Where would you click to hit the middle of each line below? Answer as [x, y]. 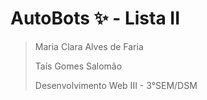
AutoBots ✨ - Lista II [95, 18]
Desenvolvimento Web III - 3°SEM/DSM [116, 85]
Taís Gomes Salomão [78, 66]
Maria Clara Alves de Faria [89, 46]
